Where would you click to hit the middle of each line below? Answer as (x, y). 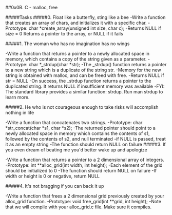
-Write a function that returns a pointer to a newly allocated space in (78, 54)
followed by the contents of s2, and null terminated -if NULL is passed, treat (85, 139)
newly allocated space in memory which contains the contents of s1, (78, 133)
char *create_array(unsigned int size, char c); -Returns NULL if (95, 28)
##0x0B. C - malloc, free (32, 7)
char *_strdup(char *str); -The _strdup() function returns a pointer (98, 64)
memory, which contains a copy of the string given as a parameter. (76, 59)
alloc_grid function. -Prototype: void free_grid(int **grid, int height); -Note (83, 201)
